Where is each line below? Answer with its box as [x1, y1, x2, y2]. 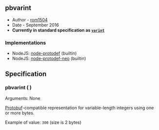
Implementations [5, 39, 46, 46]
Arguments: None [5, 95, 40, 101]
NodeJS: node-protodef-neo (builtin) [12, 56, 87, 61]
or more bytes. [5, 110, 35, 116]
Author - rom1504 [12, 17, 48, 22]
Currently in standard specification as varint [12, 27, 105, 33]
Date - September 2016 [12, 22, 59, 28]
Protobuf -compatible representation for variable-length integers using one [5, 105, 154, 111]
